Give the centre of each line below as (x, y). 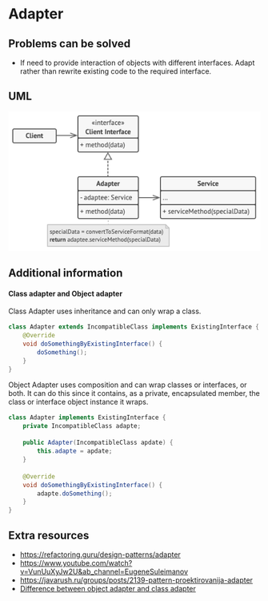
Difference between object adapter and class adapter (108, 589)
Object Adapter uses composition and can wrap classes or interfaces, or (128, 385)
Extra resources (49, 535)
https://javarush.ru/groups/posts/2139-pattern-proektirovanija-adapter (136, 580)
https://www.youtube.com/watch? (76, 563)
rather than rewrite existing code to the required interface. (116, 71)
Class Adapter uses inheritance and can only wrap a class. (105, 311)
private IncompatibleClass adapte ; (82, 426)
